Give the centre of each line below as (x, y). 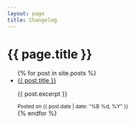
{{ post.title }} (37, 81)
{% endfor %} (37, 113)
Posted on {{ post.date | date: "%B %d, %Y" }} (73, 107)
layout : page (26, 13)
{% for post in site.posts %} (57, 73)
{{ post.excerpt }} (42, 94)
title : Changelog (32, 20)
